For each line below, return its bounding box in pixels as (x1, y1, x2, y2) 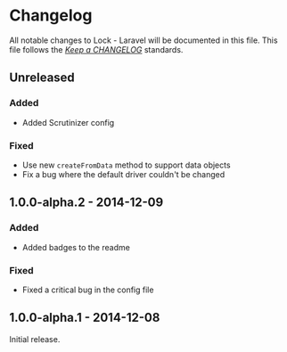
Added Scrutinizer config (21, 117, 115, 127)
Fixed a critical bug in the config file (21, 284, 154, 295)
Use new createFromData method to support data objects (21, 160, 231, 170)
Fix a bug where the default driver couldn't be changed (21, 168, 225, 179)
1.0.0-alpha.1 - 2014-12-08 (9, 310, 160, 325)
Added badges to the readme (21, 241, 131, 252)
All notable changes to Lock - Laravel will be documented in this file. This (9, 35, 278, 45)
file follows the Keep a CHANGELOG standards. (9, 44, 184, 54)
